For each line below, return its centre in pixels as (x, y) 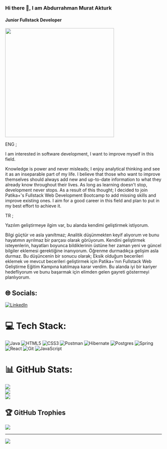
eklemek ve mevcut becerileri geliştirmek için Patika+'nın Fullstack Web (78, 262)
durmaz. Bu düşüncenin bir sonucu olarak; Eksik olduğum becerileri (74, 256)
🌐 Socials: (21, 293)
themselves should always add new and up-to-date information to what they (83, 179)
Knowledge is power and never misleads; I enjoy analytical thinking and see (83, 169)
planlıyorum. (18, 277)
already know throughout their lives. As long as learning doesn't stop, (76, 185)
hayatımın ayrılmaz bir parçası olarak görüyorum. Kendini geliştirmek (75, 240)
